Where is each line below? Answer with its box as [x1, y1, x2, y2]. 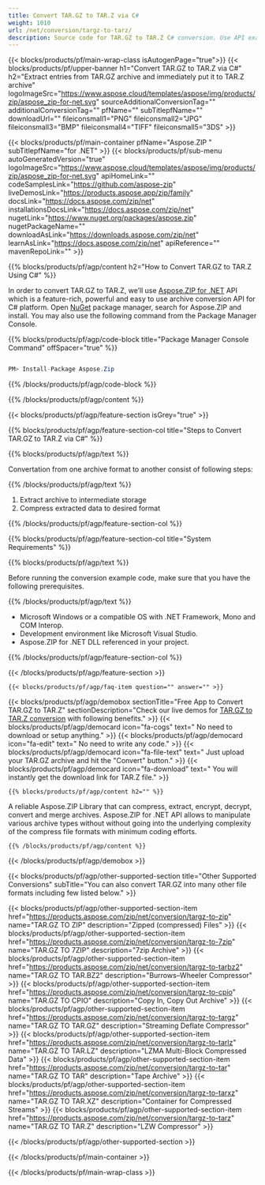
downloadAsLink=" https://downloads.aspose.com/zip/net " [8, 230, 200, 239]
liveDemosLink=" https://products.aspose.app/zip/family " [8, 188, 194, 197]
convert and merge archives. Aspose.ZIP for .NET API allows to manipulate [8, 811, 251, 820]
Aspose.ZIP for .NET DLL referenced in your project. [19, 638, 189, 647]
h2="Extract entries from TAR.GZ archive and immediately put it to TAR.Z [8, 72, 244, 81]
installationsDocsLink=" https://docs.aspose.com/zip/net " [8, 205, 195, 214]
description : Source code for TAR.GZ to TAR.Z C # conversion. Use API [8, 33, 245, 42]
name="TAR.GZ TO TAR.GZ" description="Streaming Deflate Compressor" [8, 1021, 250, 1031]
